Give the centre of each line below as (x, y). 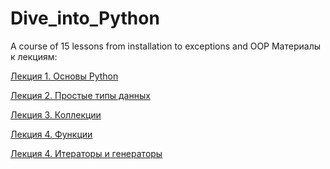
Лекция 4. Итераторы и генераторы (86, 153)
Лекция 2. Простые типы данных (80, 95)
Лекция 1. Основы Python (64, 76)
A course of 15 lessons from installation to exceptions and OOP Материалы (166, 46)
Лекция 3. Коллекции (56, 114)
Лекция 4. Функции (51, 134)
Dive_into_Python (85, 18)
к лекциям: (34, 56)
